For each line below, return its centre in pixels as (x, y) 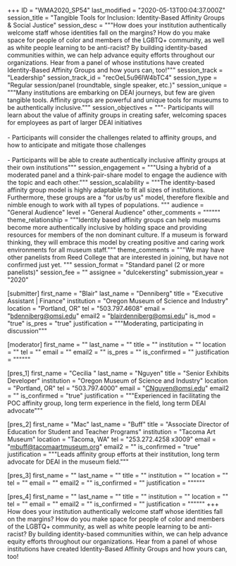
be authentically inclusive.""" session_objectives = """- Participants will (111, 107)
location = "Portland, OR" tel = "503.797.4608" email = (86, 308)
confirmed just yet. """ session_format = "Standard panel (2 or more (106, 265)
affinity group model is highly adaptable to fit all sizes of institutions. (106, 190)
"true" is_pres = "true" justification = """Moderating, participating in (106, 323)
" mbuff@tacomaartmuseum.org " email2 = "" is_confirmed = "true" (104, 447)
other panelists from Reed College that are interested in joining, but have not (118, 257)
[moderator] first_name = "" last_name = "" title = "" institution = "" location (117, 344)
